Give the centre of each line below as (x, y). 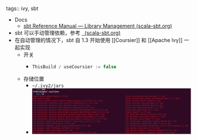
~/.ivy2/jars (48, 86)
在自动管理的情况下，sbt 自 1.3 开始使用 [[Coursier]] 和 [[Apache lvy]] (98, 40)
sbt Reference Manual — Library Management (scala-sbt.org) (98, 26)
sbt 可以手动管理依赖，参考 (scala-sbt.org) (67, 33)
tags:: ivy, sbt (22, 8)
